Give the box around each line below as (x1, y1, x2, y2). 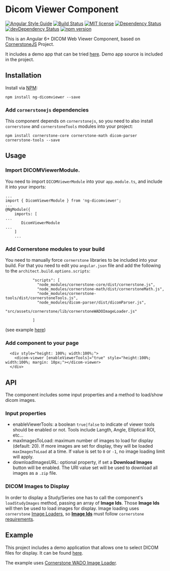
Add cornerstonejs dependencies (5, 106, 89, 113)
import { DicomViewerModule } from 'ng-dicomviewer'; (5, 198, 122, 203)
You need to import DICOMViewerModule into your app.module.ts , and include (5, 178, 162, 184)
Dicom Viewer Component (5, 4, 119, 15)
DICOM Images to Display (5, 483, 70, 490)
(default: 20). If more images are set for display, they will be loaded (12, 443, 153, 449)
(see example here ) (5, 327, 46, 333)
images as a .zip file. (12, 470, 57, 476)
